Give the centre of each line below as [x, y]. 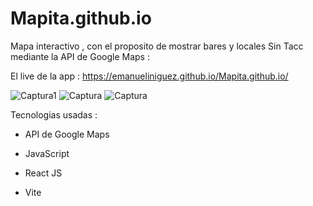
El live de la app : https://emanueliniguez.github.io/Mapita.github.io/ [149, 76]
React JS [43, 173]
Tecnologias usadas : [54, 114]
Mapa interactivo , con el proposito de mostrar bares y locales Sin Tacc [157, 46]
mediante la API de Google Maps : [80, 56]
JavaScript [47, 153]
